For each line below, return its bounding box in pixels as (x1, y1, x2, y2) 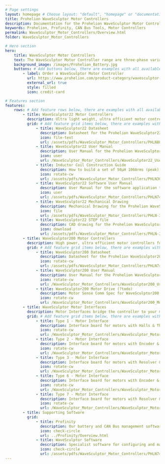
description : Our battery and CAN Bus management (40, 424, 144, 429)
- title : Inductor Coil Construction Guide (36, 162, 126, 168)
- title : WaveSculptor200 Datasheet (36, 250, 111, 254)
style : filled (27, 85, 56, 90)
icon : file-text (40, 135, 74, 140)
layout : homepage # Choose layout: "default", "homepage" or (5, 12, 133, 17)
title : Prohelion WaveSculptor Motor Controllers (5, 16, 109, 21)
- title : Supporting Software (23, 410, 84, 415)
